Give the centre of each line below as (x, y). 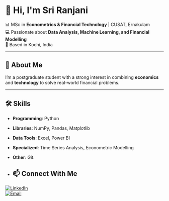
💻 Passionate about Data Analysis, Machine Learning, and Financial (77, 32)
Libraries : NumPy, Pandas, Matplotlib (51, 128)
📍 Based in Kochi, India (29, 44)
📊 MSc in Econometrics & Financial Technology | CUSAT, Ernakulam (77, 24)
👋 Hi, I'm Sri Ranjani (47, 10)
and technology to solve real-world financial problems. (62, 82)
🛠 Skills (18, 104)
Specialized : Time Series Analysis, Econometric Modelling (73, 147)
